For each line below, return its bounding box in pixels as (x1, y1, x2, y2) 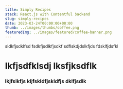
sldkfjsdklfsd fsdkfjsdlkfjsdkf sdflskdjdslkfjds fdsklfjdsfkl (5, 44, 119, 49)
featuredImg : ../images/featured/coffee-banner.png (5, 30, 112, 35)
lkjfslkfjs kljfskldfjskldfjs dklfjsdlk (5, 78, 87, 85)
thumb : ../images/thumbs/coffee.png (5, 25, 79, 30)
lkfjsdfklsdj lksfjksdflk (5, 61, 97, 71)
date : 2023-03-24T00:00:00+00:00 (5, 21, 73, 26)
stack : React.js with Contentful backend (5, 12, 90, 17)
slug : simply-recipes (5, 16, 49, 21)
